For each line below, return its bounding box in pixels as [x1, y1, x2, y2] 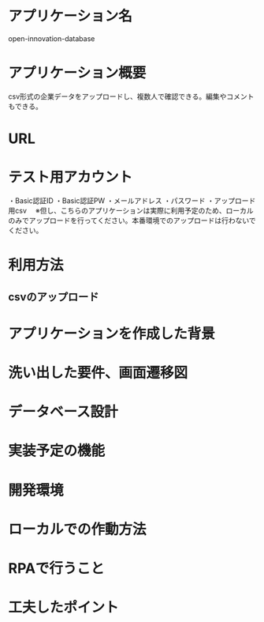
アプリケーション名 [8, 7, 132, 25]
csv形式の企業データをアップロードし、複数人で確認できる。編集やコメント [8, 92, 255, 101]
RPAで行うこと [8, 559, 105, 577]
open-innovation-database [8, 33, 95, 43]
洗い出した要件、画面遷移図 [8, 364, 188, 382]
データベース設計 [8, 403, 118, 421]
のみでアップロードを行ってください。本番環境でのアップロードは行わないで [8, 216, 256, 225]
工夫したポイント [8, 598, 120, 616]
